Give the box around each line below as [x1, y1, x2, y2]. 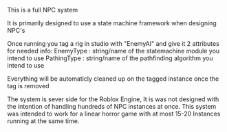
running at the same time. [7, 117, 80, 125]
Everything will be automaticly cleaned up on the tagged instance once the [7, 75, 219, 83]
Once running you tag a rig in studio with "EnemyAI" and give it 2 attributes [7, 40, 220, 47]
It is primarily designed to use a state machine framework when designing [7, 19, 217, 27]
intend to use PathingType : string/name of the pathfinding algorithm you [7, 54, 213, 62]
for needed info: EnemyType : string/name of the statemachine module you [7, 47, 220, 55]
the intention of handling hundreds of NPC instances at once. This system [7, 103, 217, 110]
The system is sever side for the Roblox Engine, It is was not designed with [7, 95, 219, 103]
